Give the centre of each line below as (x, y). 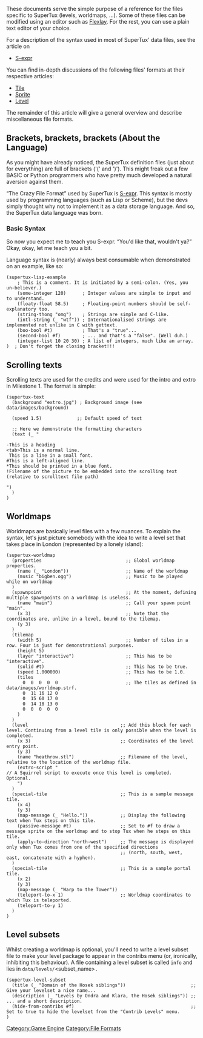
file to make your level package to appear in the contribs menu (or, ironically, (102, 955)
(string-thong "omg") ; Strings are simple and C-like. (93, 315)
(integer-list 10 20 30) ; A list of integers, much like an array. (105, 341)
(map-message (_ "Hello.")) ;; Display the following (101, 815)
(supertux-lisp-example (36, 278)
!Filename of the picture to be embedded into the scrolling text (92, 471)
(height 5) (31, 651)
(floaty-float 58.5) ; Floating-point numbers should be (96, 304)
